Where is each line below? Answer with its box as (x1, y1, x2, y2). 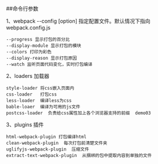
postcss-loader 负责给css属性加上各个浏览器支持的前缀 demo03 (6, 110, 151, 116)
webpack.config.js (6, 24, 51, 31)
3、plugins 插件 (6, 121, 44, 128)
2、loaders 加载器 (6, 73, 50, 79)
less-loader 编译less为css (6, 98, 72, 104)
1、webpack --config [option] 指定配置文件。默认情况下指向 (6, 18, 151, 25)
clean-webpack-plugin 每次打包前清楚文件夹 (6, 140, 108, 146)
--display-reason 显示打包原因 (6, 55, 77, 61)
